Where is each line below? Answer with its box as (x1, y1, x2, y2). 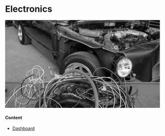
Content (5, 114, 22, 120)
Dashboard (12, 126, 35, 132)
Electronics (5, 3, 53, 15)
